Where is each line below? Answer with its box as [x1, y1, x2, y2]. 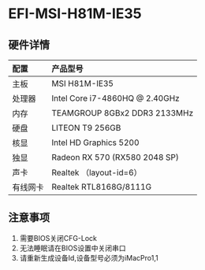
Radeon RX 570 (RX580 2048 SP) [51, 152, 180, 162]
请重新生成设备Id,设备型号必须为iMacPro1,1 [19, 253, 159, 262]
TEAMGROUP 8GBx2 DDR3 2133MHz [51, 108, 194, 118]
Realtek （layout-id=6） [51, 167, 142, 178]
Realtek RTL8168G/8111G [51, 182, 152, 192]
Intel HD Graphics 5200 [51, 137, 140, 148]
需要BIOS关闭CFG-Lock [19, 233, 97, 242]
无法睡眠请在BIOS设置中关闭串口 [19, 243, 126, 253]
